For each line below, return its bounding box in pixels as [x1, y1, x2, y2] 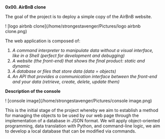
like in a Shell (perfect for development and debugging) [12, 53, 125, 58]
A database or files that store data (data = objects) [12, 68, 117, 74]
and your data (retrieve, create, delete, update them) [12, 79, 120, 84]
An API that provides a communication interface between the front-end [12, 74, 158, 79]
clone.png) [5, 28, 27, 34]
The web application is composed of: [5, 38, 80, 44]
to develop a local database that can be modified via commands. [5, 128, 136, 134]
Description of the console [5, 88, 61, 94]
